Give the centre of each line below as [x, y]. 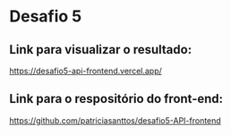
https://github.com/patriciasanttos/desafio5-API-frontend [115, 120]
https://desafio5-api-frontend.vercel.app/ [86, 71]
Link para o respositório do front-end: [116, 99]
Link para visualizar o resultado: [101, 50]
